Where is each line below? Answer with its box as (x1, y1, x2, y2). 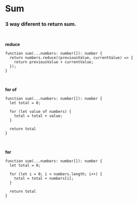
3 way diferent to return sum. (5, 21, 76, 28)
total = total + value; (14, 113, 63, 119)
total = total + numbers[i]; (14, 176, 74, 181)
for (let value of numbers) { (9, 109, 71, 114)
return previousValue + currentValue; (14, 60, 94, 65)
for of (5, 87, 17, 93)
